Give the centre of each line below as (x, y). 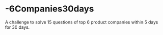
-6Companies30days (50, 9)
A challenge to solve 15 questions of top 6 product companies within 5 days (81, 22)
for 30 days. (17, 27)
